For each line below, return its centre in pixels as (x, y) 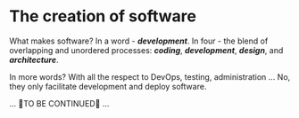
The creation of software (103, 16)
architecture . (34, 59)
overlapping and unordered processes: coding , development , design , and (146, 50)
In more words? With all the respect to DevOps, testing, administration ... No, (150, 76)
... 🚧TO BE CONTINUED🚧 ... (59, 103)
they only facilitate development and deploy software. (108, 86)
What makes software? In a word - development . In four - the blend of (139, 41)
